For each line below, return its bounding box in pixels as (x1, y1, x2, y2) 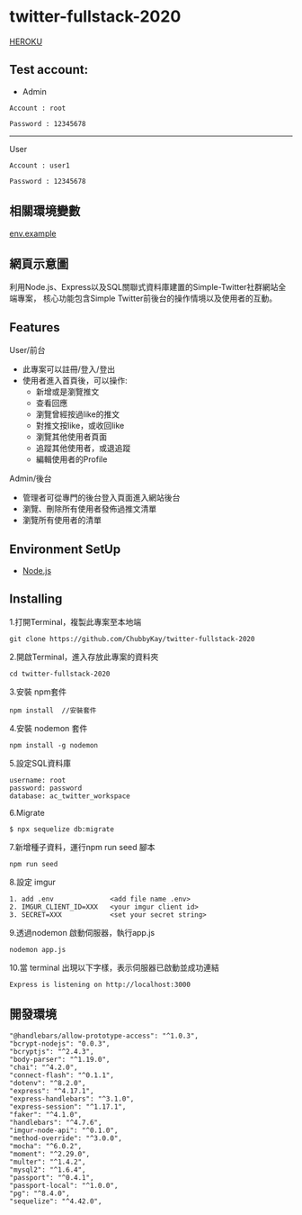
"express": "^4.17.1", (9, 1086, 94, 1095)
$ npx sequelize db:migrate (9, 824, 115, 834)
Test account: (9, 62, 88, 77)
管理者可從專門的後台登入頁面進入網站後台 (22, 493, 181, 503)
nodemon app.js (9, 945, 67, 954)
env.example (9, 228, 57, 239)
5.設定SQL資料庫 (9, 757, 72, 768)
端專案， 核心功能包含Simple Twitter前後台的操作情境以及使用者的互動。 (9, 293, 278, 304)
